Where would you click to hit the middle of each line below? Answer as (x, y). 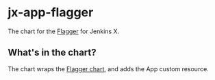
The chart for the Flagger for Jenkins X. (64, 31)
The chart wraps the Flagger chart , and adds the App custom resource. (109, 68)
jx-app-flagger (51, 13)
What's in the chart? (52, 53)
